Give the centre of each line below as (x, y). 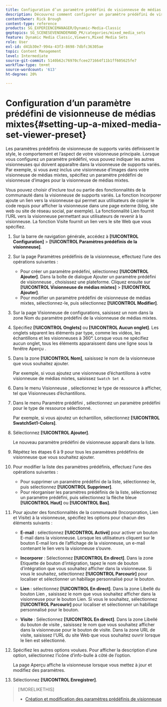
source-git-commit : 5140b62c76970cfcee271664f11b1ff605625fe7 (71, 61)
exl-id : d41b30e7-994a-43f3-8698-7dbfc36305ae (55, 47)
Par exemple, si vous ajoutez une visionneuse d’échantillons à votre (82, 373)
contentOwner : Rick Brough (33, 19)
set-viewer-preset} (46, 135)
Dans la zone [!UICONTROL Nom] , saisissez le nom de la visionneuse (84, 358)
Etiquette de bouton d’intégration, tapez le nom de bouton (79, 563)
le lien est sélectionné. (43, 640)
